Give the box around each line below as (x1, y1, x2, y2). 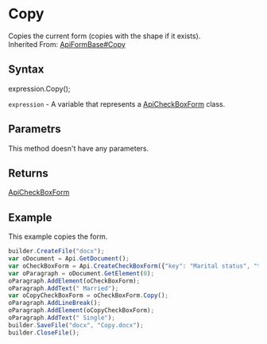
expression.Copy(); (8, 84, 71, 93)
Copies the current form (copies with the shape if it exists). (8, 31, 201, 41)
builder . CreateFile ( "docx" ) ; (8, 248, 105, 256)
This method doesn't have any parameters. (8, 143, 149, 153)
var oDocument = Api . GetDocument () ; (8, 255, 130, 263)
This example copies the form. (8, 232, 108, 241)
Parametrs (8, 123, 61, 136)
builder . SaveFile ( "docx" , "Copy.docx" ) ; (8, 321, 145, 329)
